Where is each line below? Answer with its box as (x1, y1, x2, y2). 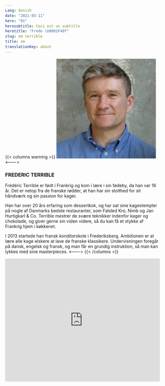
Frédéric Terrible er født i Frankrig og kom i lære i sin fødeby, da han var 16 (5, 183, 156, 189)
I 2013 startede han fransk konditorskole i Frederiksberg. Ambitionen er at (5, 233, 154, 239)
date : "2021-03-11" (5, 13, 45, 18)
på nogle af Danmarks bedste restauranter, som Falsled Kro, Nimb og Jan (5, 208, 154, 214)
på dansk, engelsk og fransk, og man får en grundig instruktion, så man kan (5, 244, 158, 250)
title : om (5, 39, 26, 44)
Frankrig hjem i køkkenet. (5, 224, 56, 229)
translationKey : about (5, 44, 52, 49)
